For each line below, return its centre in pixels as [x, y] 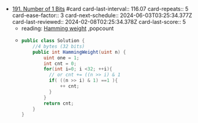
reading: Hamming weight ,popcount [67, 28]
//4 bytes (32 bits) [59, 46]
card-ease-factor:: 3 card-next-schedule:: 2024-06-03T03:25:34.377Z [102, 15]
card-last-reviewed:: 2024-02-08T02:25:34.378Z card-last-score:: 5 [99, 22]
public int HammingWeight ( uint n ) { [79, 52]
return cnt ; [59, 103]
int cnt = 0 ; [60, 64]
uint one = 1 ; [61, 58]
